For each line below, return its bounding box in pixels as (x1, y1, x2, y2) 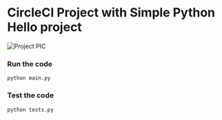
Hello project (7, 19, 83, 35)
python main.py (7, 75, 51, 82)
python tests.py (7, 106, 54, 113)
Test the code (7, 91, 54, 100)
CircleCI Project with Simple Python (7, 5, 216, 21)
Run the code (7, 59, 53, 69)
